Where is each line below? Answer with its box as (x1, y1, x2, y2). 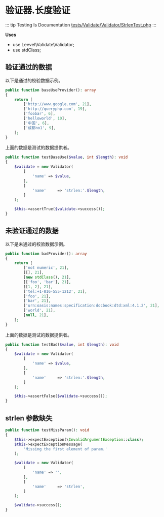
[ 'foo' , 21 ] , (23, 293, 51, 299)
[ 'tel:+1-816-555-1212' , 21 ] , (23, 289, 87, 294)
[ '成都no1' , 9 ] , (23, 125, 56, 130)
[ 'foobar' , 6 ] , (23, 111, 56, 116)
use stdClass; (12, 47, 42, 53)
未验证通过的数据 (5, 227, 59, 235)
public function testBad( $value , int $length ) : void (5, 342, 119, 347)
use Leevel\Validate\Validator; (12, 41, 74, 47)
